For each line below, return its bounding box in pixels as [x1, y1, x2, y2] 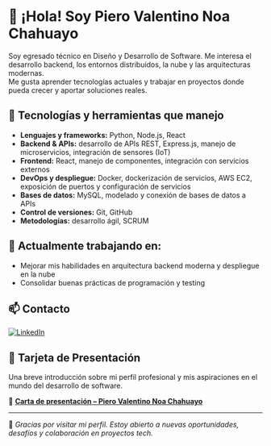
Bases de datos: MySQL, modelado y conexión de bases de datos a [19, 190, 246, 200]
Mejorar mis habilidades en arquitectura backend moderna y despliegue [19, 261, 260, 270]
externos [19, 165, 50, 174]
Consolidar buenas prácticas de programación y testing [19, 277, 206, 287]
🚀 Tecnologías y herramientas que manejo [8, 109, 224, 123]
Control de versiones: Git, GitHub [19, 207, 133, 217]
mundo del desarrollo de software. [8, 381, 123, 390]
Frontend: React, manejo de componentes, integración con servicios [19, 156, 249, 165]
